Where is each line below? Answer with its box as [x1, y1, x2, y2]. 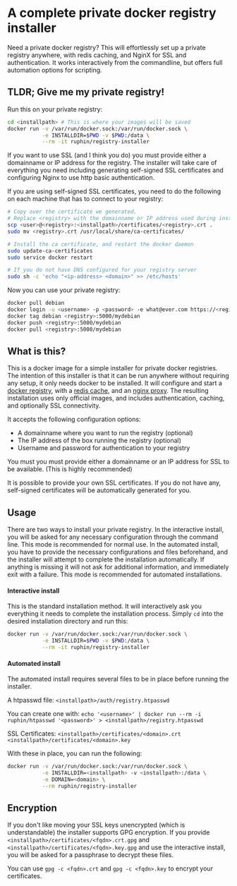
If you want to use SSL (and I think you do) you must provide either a [7, 151, 207, 159]
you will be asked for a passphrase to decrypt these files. [7, 851, 174, 859]
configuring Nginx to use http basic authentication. [7, 174, 155, 182]
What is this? [7, 345, 66, 357]
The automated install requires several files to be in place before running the [7, 675, 229, 684]
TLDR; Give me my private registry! [7, 86, 164, 98]
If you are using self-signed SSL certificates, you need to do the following [7, 187, 221, 195]
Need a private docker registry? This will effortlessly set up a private [7, 43, 206, 51]
